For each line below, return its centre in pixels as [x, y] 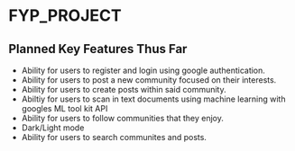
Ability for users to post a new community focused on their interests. [149, 80]
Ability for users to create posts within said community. [124, 89]
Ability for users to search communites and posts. [114, 137]
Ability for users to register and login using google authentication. [143, 70]
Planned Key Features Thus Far [98, 49]
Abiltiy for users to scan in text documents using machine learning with [153, 99]
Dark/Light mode [53, 128]
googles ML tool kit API [65, 108]
